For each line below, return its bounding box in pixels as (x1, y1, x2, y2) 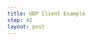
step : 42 (7, 17, 33, 24)
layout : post (7, 23, 45, 30)
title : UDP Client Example (7, 10, 86, 17)
